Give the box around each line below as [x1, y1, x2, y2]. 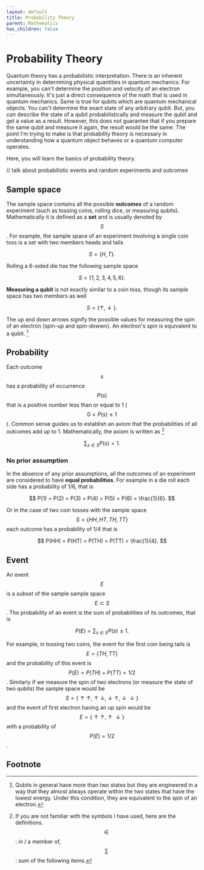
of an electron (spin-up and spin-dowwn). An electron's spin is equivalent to [6, 323, 197, 329]
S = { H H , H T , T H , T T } [75, 516, 129, 523]
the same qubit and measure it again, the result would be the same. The [6, 124, 186, 131]
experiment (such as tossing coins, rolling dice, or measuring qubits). [6, 207, 180, 214]
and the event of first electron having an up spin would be [6, 704, 151, 711]
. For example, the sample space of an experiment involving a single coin [6, 232, 189, 239]
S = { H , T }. [89, 250, 115, 258]
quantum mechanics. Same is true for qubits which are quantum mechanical [6, 98, 197, 105]
